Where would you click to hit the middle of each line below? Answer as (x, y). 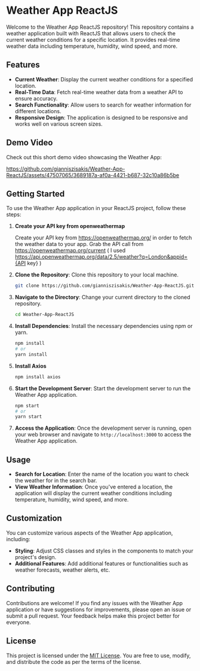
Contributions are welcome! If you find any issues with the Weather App (95, 603)
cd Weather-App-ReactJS (44, 315)
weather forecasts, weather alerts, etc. (62, 570)
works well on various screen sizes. (59, 124)
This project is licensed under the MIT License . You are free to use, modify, (99, 655)
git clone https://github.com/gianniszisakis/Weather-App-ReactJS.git (104, 286)
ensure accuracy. (36, 98)
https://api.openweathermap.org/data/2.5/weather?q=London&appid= (101, 257)
